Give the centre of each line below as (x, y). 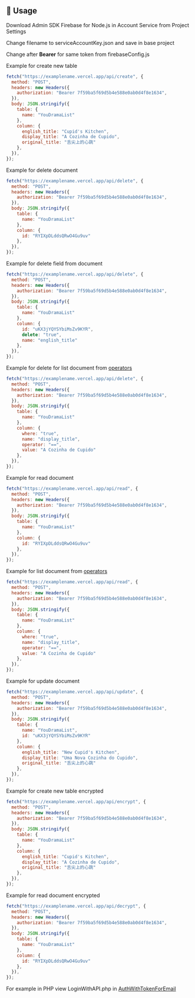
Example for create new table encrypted (55, 791)
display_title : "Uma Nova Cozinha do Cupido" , (80, 758)
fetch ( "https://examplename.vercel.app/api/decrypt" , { (76, 906)
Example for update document (43, 681)
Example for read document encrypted (53, 895)
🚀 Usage (22, 11)
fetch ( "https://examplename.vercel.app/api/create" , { (75, 76)
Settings (16, 31)
